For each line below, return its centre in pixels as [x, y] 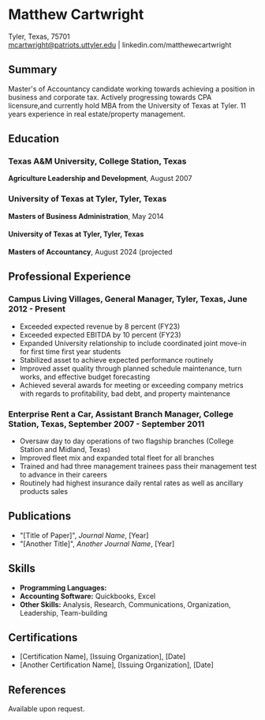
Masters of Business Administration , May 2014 [86, 216]
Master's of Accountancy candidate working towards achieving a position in [131, 89]
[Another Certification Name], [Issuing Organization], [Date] [117, 665]
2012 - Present [37, 309]
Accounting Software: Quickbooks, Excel [88, 596]
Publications [40, 516]
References [37, 690]
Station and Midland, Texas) [65, 449]
